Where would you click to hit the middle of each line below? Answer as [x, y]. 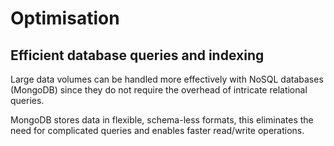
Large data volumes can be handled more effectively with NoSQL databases [167, 79]
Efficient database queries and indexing [137, 55]
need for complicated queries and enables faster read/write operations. [157, 130]
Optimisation [65, 18]
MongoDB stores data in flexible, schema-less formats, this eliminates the [162, 120]
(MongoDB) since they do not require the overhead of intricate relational [159, 90]
